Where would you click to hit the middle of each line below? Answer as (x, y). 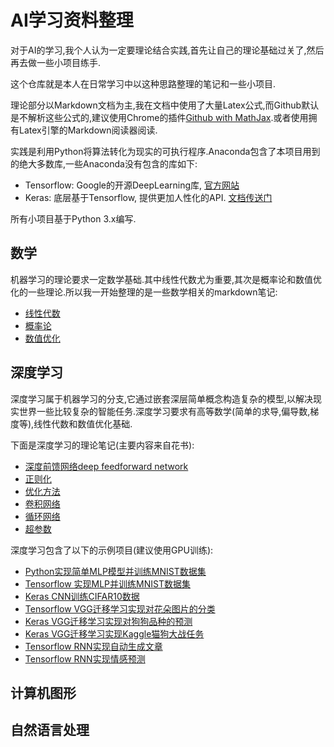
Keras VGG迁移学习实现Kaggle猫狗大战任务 (114, 633)
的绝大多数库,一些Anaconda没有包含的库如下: (104, 163)
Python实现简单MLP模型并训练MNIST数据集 (115, 571)
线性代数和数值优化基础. (83, 423)
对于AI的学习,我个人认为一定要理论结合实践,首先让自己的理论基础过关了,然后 (167, 50)
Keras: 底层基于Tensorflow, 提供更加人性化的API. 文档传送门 (148, 197)
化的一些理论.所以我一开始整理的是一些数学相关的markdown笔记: (144, 292)
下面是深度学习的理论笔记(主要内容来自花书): (102, 445)
